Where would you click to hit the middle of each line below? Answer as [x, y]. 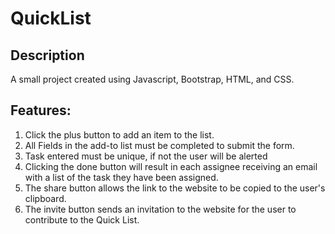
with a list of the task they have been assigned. [121, 177]
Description [47, 55]
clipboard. [45, 198]
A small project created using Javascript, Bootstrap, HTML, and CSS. [152, 79]
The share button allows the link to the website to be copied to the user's [175, 188]
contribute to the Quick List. [82, 219]
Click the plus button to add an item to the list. [119, 134]
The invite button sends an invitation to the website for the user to [160, 209]
